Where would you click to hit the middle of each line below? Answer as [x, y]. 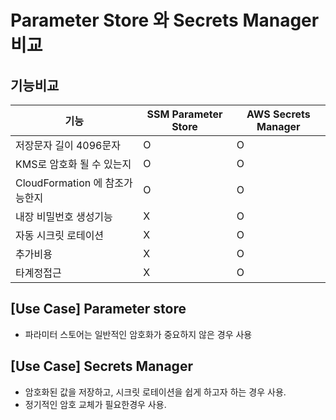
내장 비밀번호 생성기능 [64, 216]
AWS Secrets [278, 114]
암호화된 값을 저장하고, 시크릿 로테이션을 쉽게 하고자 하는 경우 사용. [155, 392]
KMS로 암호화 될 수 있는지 [73, 164]
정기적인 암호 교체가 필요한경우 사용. [95, 404]
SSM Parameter [184, 114]
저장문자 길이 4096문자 [68, 145]
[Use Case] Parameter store [98, 309]
